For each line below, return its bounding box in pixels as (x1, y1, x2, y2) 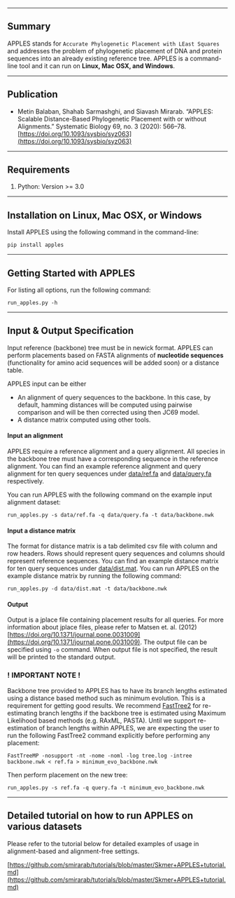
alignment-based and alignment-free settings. (7, 847, 140, 855)
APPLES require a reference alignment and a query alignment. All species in (7, 447, 226, 456)
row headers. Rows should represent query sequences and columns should (7, 549, 225, 558)
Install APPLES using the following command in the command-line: (7, 228, 199, 236)
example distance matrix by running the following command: (7, 572, 182, 580)
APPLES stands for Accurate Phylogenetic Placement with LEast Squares (7, 39, 220, 48)
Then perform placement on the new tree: (7, 770, 128, 779)
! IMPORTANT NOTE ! (7, 671, 80, 681)
